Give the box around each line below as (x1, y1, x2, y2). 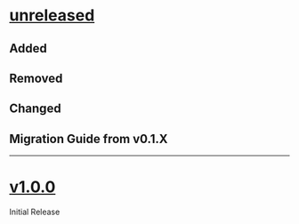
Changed (9, 101, 61, 116)
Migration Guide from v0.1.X (9, 131, 168, 147)
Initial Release (9, 206, 61, 218)
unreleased (9, 5, 95, 26)
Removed (9, 70, 63, 85)
